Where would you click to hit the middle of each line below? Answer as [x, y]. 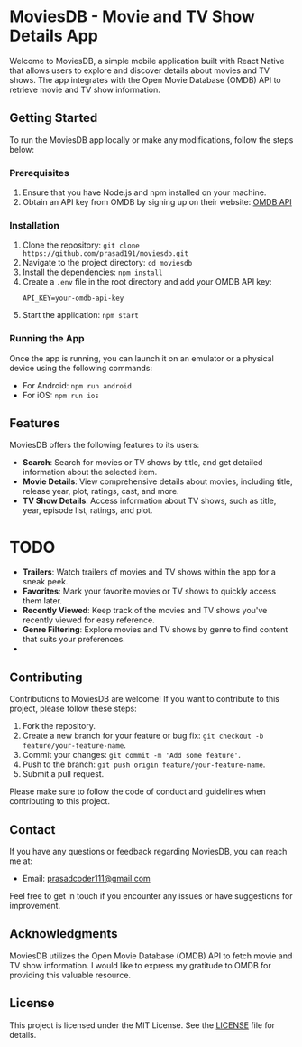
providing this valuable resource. [70, 975]
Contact [32, 830]
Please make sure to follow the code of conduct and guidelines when [137, 791]
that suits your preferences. [74, 640]
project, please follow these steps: [73, 709]
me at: [21, 861]
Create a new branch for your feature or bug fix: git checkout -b [143, 736]
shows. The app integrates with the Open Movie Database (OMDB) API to [145, 79]
